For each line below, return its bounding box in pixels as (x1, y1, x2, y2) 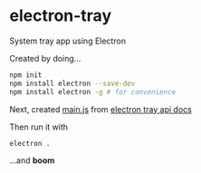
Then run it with (9, 121, 69, 132)
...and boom (9, 155, 55, 166)
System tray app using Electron (9, 35, 127, 46)
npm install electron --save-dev (9, 79, 136, 88)
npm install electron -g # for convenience (9, 87, 177, 96)
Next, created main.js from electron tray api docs (9, 103, 192, 114)
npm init (9, 70, 43, 80)
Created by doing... (9, 53, 81, 63)
